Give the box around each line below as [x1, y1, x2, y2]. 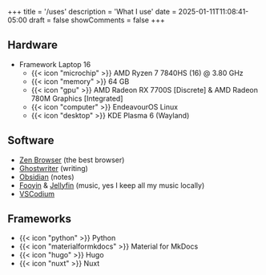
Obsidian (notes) [18, 172, 75, 181]
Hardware [7, 38, 58, 52]
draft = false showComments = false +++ [28, 15, 165, 25]
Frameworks [7, 212, 72, 226]
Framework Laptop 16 [18, 59, 91, 69]
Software [7, 134, 54, 147]
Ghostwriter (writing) [18, 163, 89, 173]
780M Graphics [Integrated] [30, 94, 123, 103]
